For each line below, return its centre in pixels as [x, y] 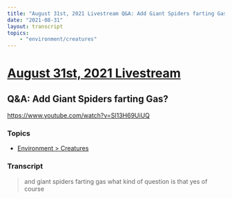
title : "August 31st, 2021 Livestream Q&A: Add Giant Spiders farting [111, 13]
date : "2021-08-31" [35, 20]
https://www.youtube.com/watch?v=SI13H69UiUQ [79, 115]
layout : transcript [35, 26]
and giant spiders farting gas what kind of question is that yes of [116, 181]
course [34, 189]
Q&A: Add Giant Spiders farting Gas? [88, 98]
